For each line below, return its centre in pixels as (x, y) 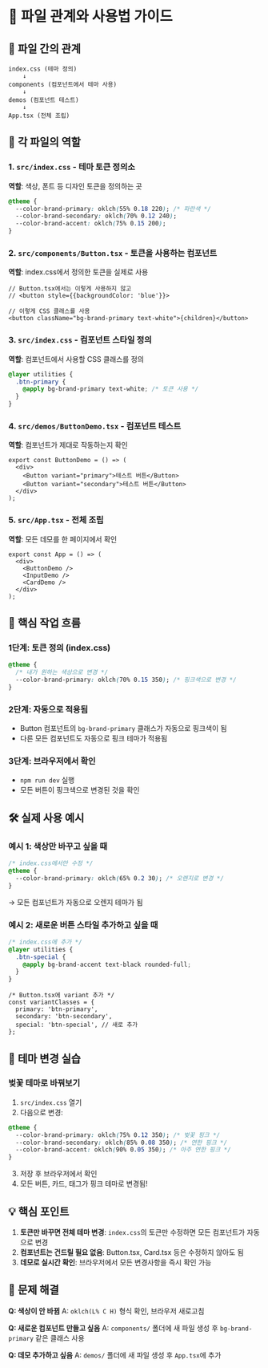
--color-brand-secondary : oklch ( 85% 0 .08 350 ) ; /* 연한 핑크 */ (122, 1143)
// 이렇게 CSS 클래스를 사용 (49, 311)
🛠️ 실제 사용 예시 (46, 818)
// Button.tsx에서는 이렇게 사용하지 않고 (70, 289)
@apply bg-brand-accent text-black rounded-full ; (107, 964)
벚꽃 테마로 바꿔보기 (44, 1083)
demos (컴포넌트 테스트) (44, 100)
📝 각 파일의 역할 (45, 142)
